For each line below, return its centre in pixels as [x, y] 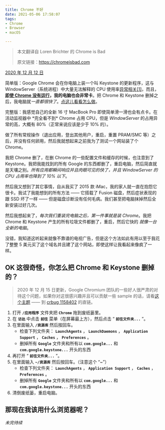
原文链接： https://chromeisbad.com [54, 62]
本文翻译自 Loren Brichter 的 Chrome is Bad [61, 52]
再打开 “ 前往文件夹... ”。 [37, 356]
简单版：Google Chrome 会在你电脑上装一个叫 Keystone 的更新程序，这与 [80, 83]
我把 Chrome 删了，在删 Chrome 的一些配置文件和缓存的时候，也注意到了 [80, 158]
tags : [11, 19]
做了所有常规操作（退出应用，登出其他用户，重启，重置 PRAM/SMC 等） [79, 135]
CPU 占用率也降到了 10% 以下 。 [37, 176]
